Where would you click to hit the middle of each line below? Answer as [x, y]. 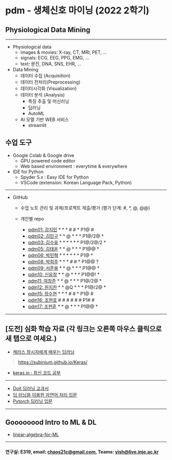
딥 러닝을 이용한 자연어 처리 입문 [45, 394]
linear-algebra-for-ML [36, 435]
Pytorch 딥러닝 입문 [33, 401]
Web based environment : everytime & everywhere [74, 166]
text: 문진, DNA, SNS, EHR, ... [51, 64]
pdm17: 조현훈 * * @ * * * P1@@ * [63, 306]
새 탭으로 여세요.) [31, 339]
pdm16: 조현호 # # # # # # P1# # [61, 300]
